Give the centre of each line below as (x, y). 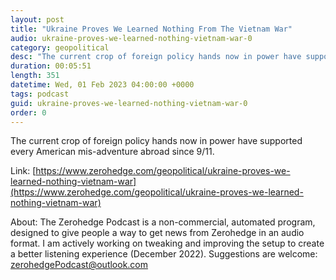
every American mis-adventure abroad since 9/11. (112, 152)
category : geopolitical (60, 47)
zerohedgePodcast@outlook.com (79, 265)
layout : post (37, 19)
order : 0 (28, 112)
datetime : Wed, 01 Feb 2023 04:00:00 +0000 (102, 85)
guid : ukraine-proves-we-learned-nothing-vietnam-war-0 (129, 103)
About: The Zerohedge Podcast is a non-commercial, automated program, (163, 222)
